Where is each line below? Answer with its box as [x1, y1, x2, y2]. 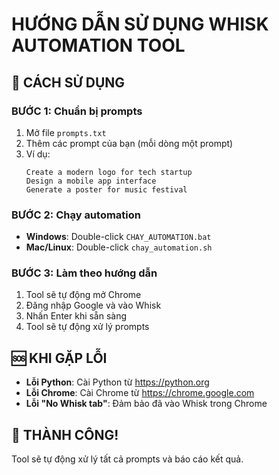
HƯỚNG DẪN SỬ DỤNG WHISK [11, 13, 269, 36]
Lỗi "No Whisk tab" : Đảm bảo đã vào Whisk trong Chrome [25, 398, 268, 410]
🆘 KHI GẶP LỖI [11, 349, 108, 367]
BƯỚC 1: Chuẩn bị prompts [11, 104, 143, 118]
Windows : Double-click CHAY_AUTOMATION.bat [25, 231, 212, 243]
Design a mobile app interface [25, 176, 157, 186]
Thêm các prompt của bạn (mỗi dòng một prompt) [25, 137, 234, 149]
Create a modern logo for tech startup [25, 167, 193, 177]
